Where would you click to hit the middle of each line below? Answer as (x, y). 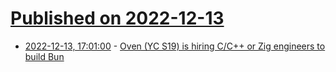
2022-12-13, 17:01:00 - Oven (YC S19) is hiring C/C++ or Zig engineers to (175, 46)
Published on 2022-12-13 (117, 18)
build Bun (44, 56)
